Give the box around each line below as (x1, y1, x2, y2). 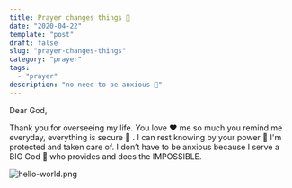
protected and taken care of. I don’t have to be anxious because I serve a (9, 141, 280, 152)
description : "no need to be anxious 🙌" (9, 80, 164, 89)
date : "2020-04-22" (9, 22, 83, 31)
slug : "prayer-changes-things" (9, 47, 127, 56)
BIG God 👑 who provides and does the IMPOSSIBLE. (9, 150, 202, 162)
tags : (9, 64, 30, 73)
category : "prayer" (9, 55, 83, 64)
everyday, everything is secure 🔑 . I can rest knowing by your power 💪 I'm (9, 131, 282, 142)
